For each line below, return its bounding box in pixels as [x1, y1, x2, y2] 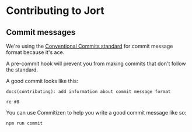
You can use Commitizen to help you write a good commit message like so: [6, 109, 187, 116]
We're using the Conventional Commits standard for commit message [6, 42, 173, 49]
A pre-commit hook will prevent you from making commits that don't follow [6, 60, 186, 67]
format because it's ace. [6, 49, 65, 56]
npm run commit [6, 120, 43, 126]
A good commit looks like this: [6, 77, 79, 84]
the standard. [6, 66, 39, 73]
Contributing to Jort [6, 4, 104, 17]
